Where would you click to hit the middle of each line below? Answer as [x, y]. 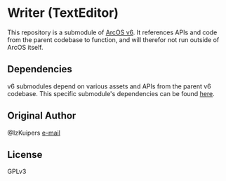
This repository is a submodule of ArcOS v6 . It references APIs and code [112, 32]
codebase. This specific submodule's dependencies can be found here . [111, 93]
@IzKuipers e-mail [34, 133]
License [25, 155]
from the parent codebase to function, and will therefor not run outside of [113, 39]
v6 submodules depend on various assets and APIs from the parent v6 [109, 86]
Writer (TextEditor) [63, 13]
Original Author [42, 116]
